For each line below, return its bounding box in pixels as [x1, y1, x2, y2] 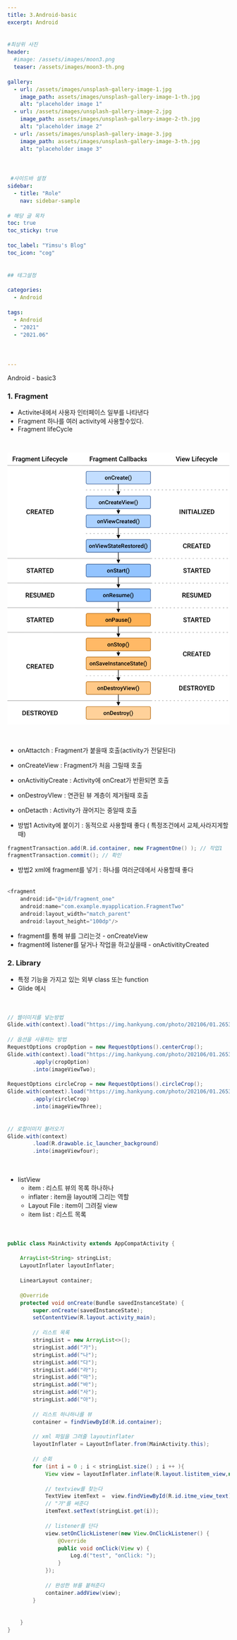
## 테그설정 [7, 271, 37, 279]
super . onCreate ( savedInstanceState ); [32, 1307, 143, 1314]
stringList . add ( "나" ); [32, 1351, 98, 1359]
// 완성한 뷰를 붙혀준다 [44, 1581, 105, 1589]
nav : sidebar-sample [20, 197, 80, 204]
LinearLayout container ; [20, 1277, 93, 1285]
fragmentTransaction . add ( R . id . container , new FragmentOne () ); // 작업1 [7, 845, 223, 852]
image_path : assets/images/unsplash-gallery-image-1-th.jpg [20, 93, 200, 100]
